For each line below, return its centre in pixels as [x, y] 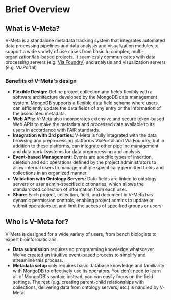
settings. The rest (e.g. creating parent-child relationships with [78, 282]
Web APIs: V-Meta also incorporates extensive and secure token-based [88, 119]
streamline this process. [38, 260]
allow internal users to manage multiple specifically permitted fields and [88, 168]
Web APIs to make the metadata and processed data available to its [83, 124]
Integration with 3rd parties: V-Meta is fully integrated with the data [85, 135]
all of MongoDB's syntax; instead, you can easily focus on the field [83, 277]
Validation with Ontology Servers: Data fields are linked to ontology [84, 179]
